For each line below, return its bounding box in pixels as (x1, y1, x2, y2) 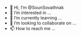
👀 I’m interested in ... (9, 10, 52, 16)
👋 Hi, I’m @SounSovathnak (9, 5, 64, 10)
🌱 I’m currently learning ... (9, 15, 62, 20)
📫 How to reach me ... (9, 26, 55, 31)
